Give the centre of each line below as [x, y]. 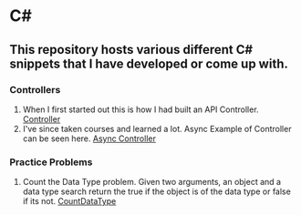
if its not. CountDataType [69, 201]
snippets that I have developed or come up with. [149, 63]
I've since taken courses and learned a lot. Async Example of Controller [157, 128]
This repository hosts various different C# [131, 50]
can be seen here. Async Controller [89, 138]
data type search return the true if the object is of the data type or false [157, 191]
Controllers [35, 89]
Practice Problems [51, 162]
